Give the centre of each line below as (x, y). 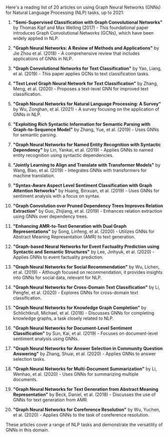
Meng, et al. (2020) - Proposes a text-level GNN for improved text (81, 89)
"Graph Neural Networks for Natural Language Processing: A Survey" (87, 104)
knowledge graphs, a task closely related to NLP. (63, 318)
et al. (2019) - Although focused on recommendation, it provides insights (88, 272)
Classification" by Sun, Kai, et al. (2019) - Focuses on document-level (85, 333)
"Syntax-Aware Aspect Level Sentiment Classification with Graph (82, 185)
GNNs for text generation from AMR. (50, 400)
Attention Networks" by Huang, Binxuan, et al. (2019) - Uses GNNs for (86, 191)
